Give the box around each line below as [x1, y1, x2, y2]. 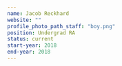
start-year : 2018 [7, 42, 57, 49]
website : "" [7, 16, 41, 23]
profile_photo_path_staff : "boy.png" [7, 23, 116, 30]
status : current [7, 36, 54, 43]
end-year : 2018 [7, 49, 51, 56]
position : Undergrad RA [7, 29, 76, 36]
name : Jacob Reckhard [7, 10, 70, 17]
